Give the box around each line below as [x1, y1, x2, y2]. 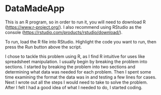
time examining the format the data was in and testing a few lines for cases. [5, 74, 157, 80]
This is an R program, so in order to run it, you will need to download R [5, 19, 146, 25]
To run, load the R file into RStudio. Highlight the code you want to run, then [5, 38, 157, 44]
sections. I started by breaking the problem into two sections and [5, 64, 135, 70]
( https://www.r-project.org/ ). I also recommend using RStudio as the [5, 24, 142, 30]
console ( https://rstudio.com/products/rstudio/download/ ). [5, 29, 123, 35]
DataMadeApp [5, 3, 65, 14]
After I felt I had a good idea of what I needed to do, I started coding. [5, 84, 143, 90]
